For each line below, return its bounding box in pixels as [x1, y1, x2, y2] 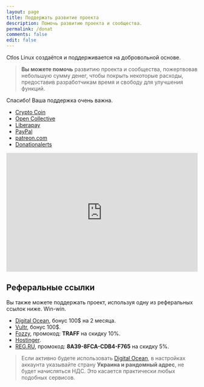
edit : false [6, 37, 36, 43]
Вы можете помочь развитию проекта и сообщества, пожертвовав [21, 66, 198, 73]
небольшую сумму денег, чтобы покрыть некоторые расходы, [21, 72, 184, 79]
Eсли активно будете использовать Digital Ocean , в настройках [21, 354, 186, 361]
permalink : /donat [6, 26, 53, 32]
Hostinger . [15, 336, 41, 343]
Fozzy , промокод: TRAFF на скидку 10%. [15, 329, 121, 337]
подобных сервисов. [21, 374, 75, 381]
